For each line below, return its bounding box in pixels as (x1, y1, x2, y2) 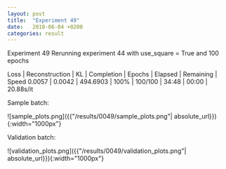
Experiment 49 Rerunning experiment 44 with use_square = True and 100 (7, 49, 220, 58)
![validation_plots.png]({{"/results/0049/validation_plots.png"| (7, 147, 187, 155)
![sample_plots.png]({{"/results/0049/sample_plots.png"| (7, 112, 173, 121)
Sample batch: (7, 99, 49, 107)
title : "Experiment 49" (7, 17, 80, 24)
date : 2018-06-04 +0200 (7, 23, 83, 30)
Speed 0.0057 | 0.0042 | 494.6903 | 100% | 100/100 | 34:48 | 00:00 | (7, 78, 208, 86)
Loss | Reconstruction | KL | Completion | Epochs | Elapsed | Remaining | (7, 70, 218, 79)
